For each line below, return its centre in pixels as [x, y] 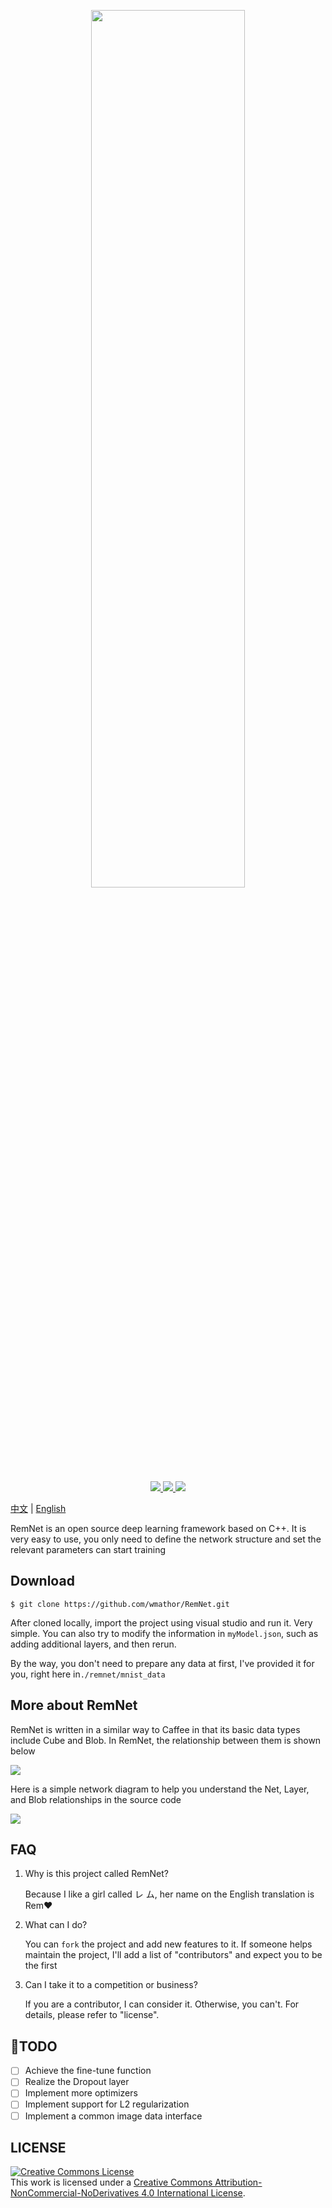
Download [42, 1581]
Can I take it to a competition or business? [111, 1985]
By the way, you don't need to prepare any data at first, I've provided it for [162, 1663]
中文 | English [38, 1508]
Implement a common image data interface [113, 2116]
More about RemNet [74, 1705]
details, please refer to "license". [92, 2015]
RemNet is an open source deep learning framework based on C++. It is [158, 1528]
